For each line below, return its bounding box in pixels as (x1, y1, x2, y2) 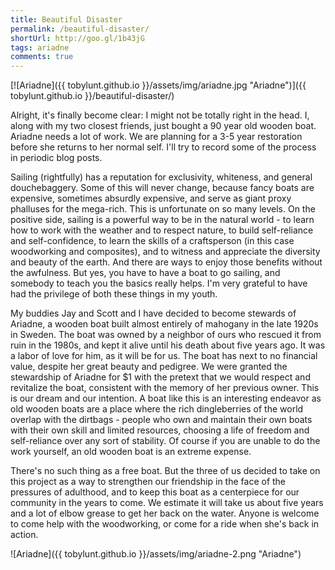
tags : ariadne (10, 42, 70, 53)
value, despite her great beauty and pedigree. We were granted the (10, 361, 288, 373)
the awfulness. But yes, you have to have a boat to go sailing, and (10, 267, 281, 279)
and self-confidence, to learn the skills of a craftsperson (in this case (10, 235, 295, 247)
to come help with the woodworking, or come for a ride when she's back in (10, 518, 320, 530)
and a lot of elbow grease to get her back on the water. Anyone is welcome (10, 507, 320, 520)
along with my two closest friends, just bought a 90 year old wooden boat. (10, 120, 317, 132)
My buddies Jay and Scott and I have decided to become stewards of (10, 307, 297, 320)
